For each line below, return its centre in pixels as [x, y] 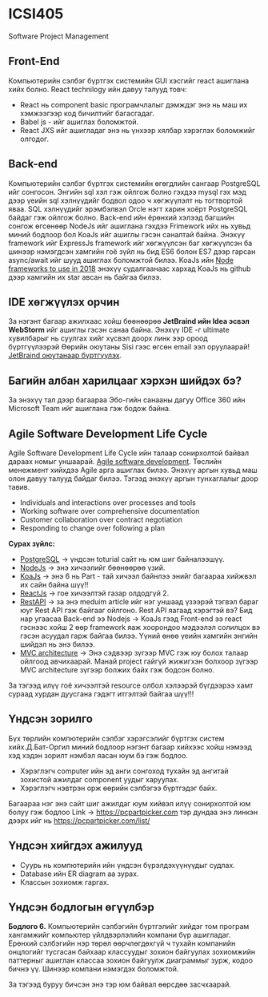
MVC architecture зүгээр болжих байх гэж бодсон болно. [117, 670]
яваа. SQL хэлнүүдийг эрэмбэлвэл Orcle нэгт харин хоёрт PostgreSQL [128, 208]
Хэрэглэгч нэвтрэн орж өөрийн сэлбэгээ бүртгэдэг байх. [118, 788]
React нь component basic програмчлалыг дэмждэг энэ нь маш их [134, 104]
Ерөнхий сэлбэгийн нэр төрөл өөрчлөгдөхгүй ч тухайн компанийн [122, 943]
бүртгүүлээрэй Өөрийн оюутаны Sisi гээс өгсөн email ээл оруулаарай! [129, 347]
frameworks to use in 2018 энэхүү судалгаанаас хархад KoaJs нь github [130, 268]
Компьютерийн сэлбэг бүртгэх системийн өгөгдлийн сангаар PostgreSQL [134, 183]
